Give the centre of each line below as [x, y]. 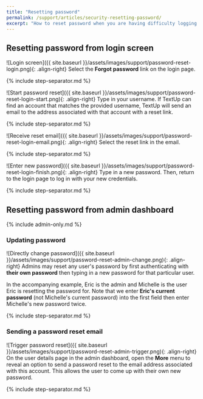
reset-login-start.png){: [36, 99]
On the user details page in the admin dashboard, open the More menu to [98, 358]
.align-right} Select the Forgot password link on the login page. [116, 69]
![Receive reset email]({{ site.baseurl [52, 136]
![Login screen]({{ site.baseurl [44, 63]
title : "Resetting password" [43, 12]
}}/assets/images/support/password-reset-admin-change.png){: [87, 260]
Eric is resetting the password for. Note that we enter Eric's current [91, 291]
